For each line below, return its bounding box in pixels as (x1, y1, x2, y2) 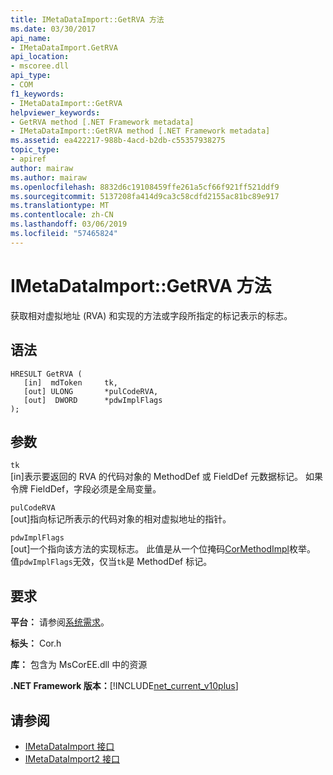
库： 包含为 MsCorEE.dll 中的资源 (10, 659, 148, 671)
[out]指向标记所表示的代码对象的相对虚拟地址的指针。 (10, 513, 232, 525)
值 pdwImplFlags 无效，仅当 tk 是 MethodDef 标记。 (10, 556, 213, 568)
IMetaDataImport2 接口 (24, 752, 120, 765)
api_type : (10, 71, 52, 81)
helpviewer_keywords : (10, 107, 101, 118)
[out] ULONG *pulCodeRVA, (23, 386, 159, 396)
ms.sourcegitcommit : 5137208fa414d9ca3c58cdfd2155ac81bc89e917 (10, 191, 280, 201)
